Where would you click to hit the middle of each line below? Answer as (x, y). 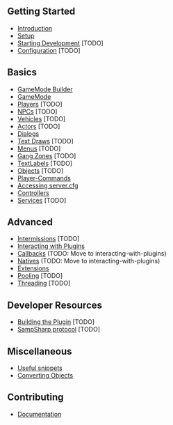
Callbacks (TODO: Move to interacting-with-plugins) (92, 254)
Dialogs (28, 133)
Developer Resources (55, 305)
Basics (22, 72)
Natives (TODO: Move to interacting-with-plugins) (89, 261)
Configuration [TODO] (49, 50)
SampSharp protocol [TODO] (59, 330)
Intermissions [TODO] (48, 239)
